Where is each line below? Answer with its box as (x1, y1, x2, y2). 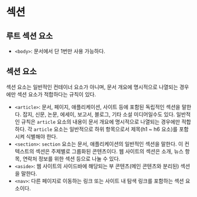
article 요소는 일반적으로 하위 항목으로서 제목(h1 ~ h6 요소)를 (33, 125, 178, 133)
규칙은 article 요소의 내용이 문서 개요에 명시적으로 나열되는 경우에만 (21, 118, 180, 125)
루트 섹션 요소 (6, 31, 53, 41)
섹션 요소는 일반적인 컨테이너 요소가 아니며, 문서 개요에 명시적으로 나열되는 (6, 83, 179, 91)
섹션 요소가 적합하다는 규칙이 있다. (17, 91, 96, 98)
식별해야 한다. (25, 133, 58, 140)
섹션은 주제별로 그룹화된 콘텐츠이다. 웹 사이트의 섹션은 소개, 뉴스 (35, 147, 184, 154)
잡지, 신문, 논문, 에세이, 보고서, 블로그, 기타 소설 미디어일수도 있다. (22, 111, 176, 118)
